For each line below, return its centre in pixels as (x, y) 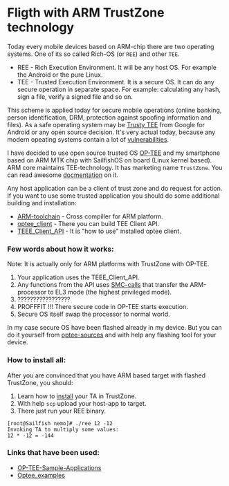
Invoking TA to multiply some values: (63, 429)
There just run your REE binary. (61, 411)
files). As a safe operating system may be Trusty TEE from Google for (106, 124)
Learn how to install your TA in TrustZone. (77, 396)
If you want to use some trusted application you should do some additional (113, 196)
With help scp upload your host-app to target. (82, 403)
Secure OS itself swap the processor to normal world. (94, 314)
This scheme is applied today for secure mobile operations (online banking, (114, 110)
